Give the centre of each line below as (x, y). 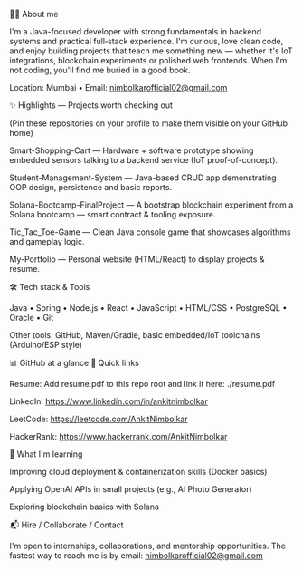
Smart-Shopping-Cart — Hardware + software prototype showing (132, 150)
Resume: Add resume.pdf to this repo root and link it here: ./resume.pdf (142, 384)
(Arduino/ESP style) (46, 345)
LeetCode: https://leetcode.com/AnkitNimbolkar (99, 419)
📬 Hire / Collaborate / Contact (66, 525)
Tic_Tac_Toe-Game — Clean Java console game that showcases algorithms (150, 232)
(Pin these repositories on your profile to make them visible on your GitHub (148, 123)
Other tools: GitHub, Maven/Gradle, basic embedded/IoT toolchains (135, 335)
